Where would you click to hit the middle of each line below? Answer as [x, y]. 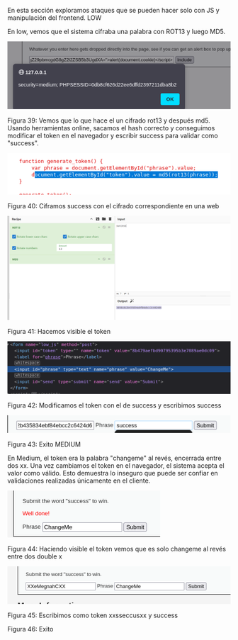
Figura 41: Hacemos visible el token [59, 332]
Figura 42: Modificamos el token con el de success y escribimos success [114, 405]
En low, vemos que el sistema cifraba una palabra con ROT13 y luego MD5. [117, 32]
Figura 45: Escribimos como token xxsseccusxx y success [93, 615]
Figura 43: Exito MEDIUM [44, 444]
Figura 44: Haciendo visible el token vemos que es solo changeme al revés [117, 549]
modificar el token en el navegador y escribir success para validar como [113, 136]
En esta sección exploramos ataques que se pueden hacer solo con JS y [113, 10]
